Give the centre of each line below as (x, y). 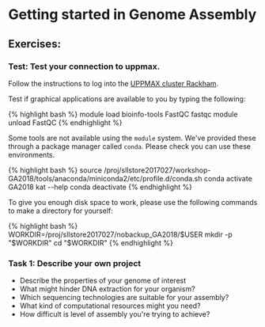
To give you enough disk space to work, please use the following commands (133, 202)
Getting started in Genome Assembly (132, 15)
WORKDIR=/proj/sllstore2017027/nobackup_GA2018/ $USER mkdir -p (120, 234)
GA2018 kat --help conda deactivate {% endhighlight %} (100, 187)
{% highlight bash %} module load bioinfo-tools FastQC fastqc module (123, 114)
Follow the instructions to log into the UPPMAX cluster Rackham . (114, 83)
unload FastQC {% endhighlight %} (65, 122)
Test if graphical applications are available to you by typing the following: (127, 99)
